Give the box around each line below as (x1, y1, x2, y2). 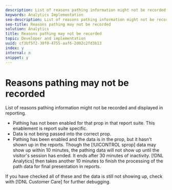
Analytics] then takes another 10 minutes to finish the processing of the (12, 158, 163, 164)
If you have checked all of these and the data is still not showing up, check (5, 173, 163, 179)
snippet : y (5, 55, 29, 60)
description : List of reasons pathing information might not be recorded (5, 7, 166, 13)
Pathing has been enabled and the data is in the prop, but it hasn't (12, 136, 152, 142)
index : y (5, 45, 24, 51)
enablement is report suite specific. (12, 126, 88, 132)
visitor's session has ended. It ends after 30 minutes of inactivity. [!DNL (12, 153, 164, 159)
